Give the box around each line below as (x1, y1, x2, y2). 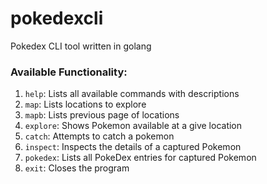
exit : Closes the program (24, 162, 130, 174)
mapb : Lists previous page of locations (24, 109, 180, 121)
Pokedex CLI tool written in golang (10, 40, 152, 52)
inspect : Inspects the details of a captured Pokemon (24, 141, 242, 153)
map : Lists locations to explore (24, 98, 147, 111)
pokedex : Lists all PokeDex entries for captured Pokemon (24, 152, 257, 164)
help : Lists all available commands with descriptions (24, 88, 240, 100)
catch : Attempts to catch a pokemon (24, 130, 175, 142)
